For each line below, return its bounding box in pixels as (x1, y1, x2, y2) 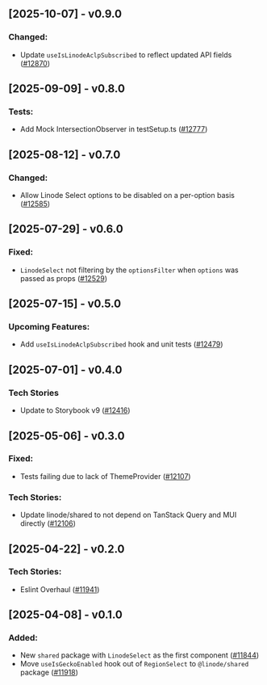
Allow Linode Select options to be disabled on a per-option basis (19, 191, 236, 200)
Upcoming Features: (8, 321, 90, 333)
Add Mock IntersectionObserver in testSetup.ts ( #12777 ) (19, 124, 208, 134)
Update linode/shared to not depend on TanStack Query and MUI (19, 510, 237, 520)
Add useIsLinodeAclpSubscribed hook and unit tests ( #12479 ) (19, 339, 223, 349)
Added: (8, 632, 38, 644)
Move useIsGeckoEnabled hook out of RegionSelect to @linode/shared (19, 659, 249, 669)
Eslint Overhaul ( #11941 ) (19, 584, 100, 594)
